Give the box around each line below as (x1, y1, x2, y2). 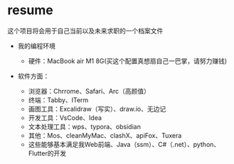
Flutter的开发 (28, 148, 66, 158)
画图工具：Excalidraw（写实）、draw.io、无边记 (28, 104, 166, 113)
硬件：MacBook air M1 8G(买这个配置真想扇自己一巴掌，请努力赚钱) (28, 56, 228, 65)
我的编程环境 (17, 41, 55, 50)
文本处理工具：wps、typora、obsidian (28, 122, 141, 131)
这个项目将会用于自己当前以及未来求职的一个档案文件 (7, 26, 164, 35)
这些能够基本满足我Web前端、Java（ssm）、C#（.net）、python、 (28, 140, 220, 148)
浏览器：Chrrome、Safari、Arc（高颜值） (28, 87, 151, 95)
